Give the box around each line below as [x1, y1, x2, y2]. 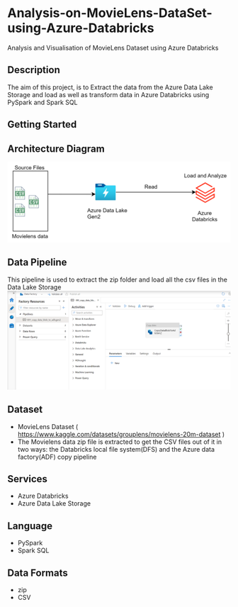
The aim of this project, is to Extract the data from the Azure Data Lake [7, 83, 214, 91]
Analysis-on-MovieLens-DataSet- [7, 5, 212, 21]
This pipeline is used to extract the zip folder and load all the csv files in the [7, 275, 228, 284]
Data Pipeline [7, 257, 67, 269]
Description [7, 64, 60, 76]
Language [7, 520, 53, 532]
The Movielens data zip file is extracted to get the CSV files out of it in [17, 438, 222, 446]
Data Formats [7, 567, 69, 579]
